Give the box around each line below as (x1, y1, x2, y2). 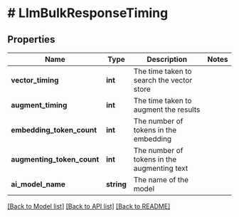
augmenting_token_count (11, 154, 100, 164)
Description (147, 55, 187, 64)
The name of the (133, 175, 189, 184)
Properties (7, 33, 55, 46)
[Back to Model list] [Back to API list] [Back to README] (7, 202, 171, 211)
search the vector (133, 75, 193, 85)
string (105, 179, 127, 189)
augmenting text (133, 164, 188, 173)
